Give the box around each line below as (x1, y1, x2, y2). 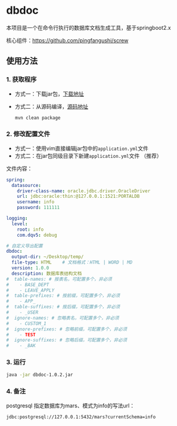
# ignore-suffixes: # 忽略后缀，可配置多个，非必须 (6, 337, 127, 344)
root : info (17, 226, 44, 232)
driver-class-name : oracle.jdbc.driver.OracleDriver (17, 188, 151, 194)
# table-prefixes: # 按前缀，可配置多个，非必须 (6, 293, 120, 299)
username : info (17, 199, 55, 205)
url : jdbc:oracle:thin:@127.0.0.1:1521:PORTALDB (17, 194, 140, 200)
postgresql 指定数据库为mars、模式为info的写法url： (6, 402, 135, 409)
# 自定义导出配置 (6, 243, 43, 249)
